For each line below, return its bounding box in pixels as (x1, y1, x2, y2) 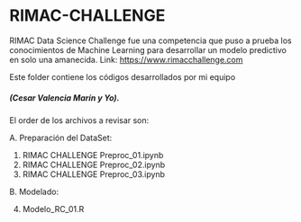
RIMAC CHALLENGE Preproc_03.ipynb (22, 168, 165, 180)
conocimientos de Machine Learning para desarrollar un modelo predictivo (9, 44, 287, 55)
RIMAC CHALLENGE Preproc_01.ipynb (22, 149, 164, 160)
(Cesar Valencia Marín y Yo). (9, 92, 120, 103)
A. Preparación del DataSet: (9, 132, 113, 143)
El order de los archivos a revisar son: (9, 114, 150, 126)
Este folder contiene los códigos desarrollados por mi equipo (9, 71, 236, 82)
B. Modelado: (9, 186, 59, 197)
